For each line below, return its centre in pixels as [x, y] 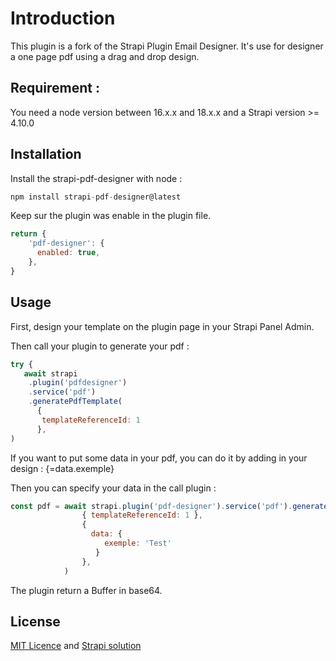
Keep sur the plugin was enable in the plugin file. [111, 216]
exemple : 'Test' [138, 543]
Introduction [63, 18]
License [35, 621]
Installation [46, 154]
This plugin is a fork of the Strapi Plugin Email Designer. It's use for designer [167, 46]
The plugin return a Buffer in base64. [86, 590]
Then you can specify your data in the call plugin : [113, 488]
